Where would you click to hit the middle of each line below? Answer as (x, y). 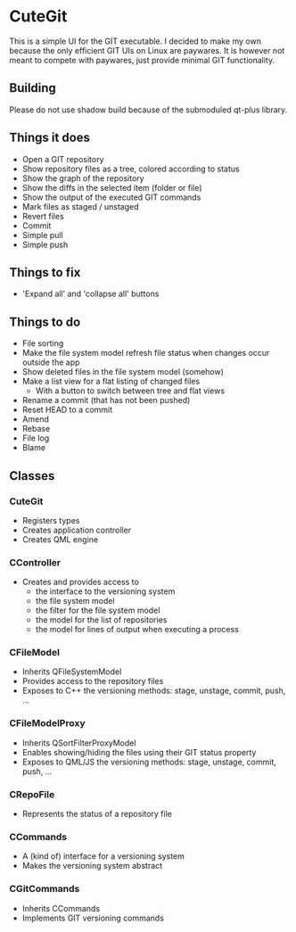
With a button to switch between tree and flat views (130, 391)
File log (36, 438)
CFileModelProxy (47, 723)
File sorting (43, 343)
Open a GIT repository (63, 159)
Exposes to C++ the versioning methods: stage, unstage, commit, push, (154, 691)
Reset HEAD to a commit (67, 410)
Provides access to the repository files (93, 681)
